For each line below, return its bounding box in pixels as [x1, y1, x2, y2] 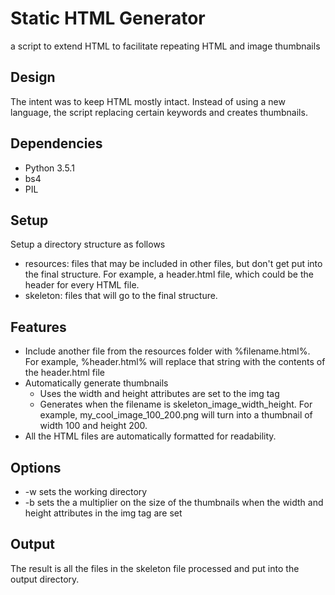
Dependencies [10, 135, 103, 152]
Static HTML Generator [10, 7, 206, 30]
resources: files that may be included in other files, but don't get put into [24, 258, 323, 270]
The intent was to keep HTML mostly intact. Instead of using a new [10, 95, 286, 107]
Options [10, 459, 62, 476]
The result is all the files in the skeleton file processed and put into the [10, 562, 300, 574]
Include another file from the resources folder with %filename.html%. [24, 345, 311, 357]
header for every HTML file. [24, 279, 140, 291]
